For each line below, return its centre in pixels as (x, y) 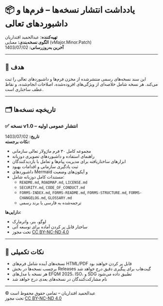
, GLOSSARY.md (59, 198)
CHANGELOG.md (33, 198)
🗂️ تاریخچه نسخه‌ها (30, 110)
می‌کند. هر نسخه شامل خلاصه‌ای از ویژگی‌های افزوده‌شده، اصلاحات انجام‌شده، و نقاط (81, 84)
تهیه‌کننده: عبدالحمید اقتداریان (31, 37)
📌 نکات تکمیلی (24, 252)
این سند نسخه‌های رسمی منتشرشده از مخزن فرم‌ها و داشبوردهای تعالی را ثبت (76, 79)
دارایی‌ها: (13, 212)
